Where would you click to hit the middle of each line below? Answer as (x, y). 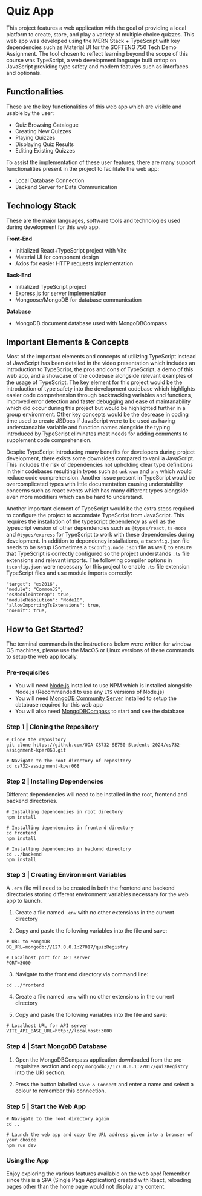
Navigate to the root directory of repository (71, 761)
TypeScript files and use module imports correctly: (70, 573)
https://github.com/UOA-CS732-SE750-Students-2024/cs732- (108, 745)
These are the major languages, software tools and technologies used (93, 220)
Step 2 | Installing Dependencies (55, 781)
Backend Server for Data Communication (66, 187)
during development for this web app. (53, 227)
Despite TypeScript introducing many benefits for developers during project (101, 452)
